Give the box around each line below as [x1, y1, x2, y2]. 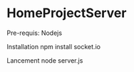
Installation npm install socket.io [6, 42, 101, 51]
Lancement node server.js [6, 56, 83, 65]
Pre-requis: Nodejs [6, 29, 62, 37]
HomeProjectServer [6, 5, 127, 21]
